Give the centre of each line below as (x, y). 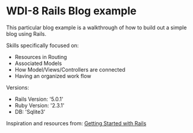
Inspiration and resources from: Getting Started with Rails (76, 123)
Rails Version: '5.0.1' (39, 99)
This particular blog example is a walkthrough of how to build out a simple (96, 27)
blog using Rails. (26, 33)
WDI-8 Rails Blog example (71, 11)
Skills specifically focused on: (42, 45)
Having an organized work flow (53, 76)
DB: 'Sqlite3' (30, 112)
